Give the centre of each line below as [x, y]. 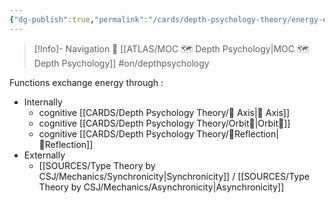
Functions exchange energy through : [86, 82]
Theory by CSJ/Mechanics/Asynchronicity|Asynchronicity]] [161, 187]
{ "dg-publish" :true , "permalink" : [79, 19]
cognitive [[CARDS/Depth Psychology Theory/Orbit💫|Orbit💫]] [164, 123]
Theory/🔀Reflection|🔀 [237, 133]
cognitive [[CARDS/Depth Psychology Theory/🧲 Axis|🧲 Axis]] [164, 112]
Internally [43, 102]
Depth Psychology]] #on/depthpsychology [121, 63]
